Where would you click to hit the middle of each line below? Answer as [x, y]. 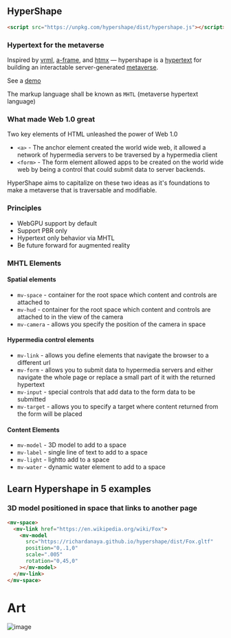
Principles [24, 208]
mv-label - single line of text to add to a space [82, 452]
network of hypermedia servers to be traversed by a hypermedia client [117, 155]
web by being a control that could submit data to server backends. [111, 170]
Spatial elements [32, 279]
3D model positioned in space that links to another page [102, 508]
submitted [31, 399]
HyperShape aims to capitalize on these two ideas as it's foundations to [109, 183]
